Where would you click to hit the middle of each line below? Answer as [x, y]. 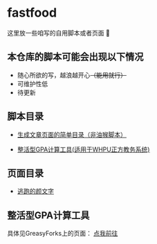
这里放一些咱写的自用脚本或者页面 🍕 [59, 33]
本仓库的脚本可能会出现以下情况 [75, 57]
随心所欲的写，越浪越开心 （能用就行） [72, 75]
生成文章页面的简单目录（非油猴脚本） [72, 134]
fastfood [32, 13]
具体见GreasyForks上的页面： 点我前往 [63, 234]
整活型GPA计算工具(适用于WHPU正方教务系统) [83, 149]
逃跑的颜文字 [35, 191]
